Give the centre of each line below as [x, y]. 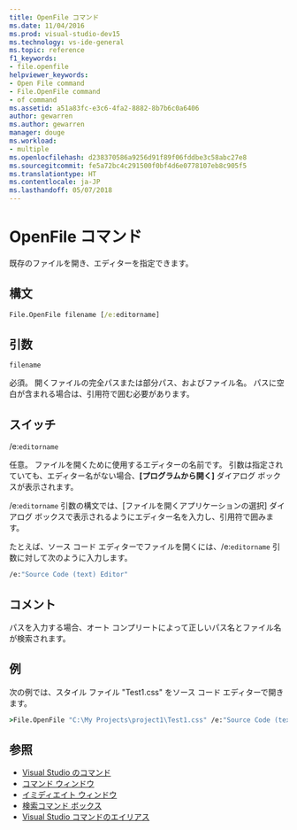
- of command [33, 100]
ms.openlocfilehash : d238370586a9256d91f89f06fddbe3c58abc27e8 [128, 157]
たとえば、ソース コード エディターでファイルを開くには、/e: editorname [140, 547]
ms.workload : [33, 141]
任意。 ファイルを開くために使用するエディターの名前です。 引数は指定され [146, 465]
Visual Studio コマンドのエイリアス [86, 817]
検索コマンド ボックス [62, 806]
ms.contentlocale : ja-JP [55, 182]
